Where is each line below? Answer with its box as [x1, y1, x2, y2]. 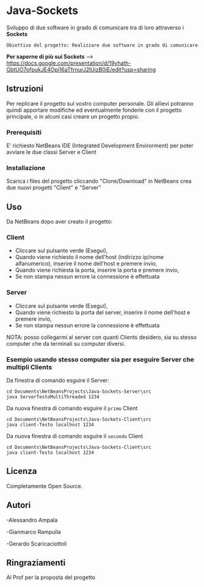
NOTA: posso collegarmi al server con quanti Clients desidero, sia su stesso [6, 334, 197, 341]
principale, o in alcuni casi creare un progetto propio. [6, 112, 140, 120]
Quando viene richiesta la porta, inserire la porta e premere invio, [15, 266, 180, 274]
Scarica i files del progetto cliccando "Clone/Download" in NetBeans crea [6, 178, 192, 185]
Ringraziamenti [6, 558, 66, 568]
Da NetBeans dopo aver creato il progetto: [6, 218, 113, 225]
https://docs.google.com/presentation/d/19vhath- [6, 59, 131, 67]
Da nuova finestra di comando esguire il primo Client [6, 404, 138, 412]
